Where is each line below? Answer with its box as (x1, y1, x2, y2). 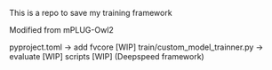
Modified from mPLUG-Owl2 (9, 25, 114, 35)
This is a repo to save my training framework (9, 8, 172, 18)
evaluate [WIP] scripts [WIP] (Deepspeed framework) (9, 51, 204, 61)
